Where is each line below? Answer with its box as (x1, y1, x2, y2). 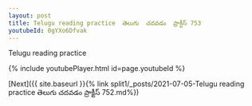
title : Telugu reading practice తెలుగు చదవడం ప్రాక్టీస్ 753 (8, 19, 202, 27)
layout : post (8, 11, 52, 20)
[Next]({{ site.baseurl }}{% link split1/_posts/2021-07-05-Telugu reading (8, 79, 245, 88)
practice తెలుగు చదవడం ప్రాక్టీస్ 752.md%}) (8, 88, 140, 97)
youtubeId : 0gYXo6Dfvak (8, 26, 88, 34)
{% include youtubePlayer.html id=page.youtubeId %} (8, 64, 186, 73)
